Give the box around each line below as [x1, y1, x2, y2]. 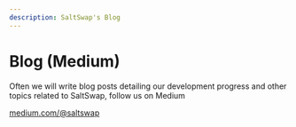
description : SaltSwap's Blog [9, 12, 121, 22]
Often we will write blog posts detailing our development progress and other [9, 81, 287, 91]
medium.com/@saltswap [9, 107, 100, 118]
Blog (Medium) [9, 51, 121, 71]
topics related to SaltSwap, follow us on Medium [9, 90, 186, 100]
